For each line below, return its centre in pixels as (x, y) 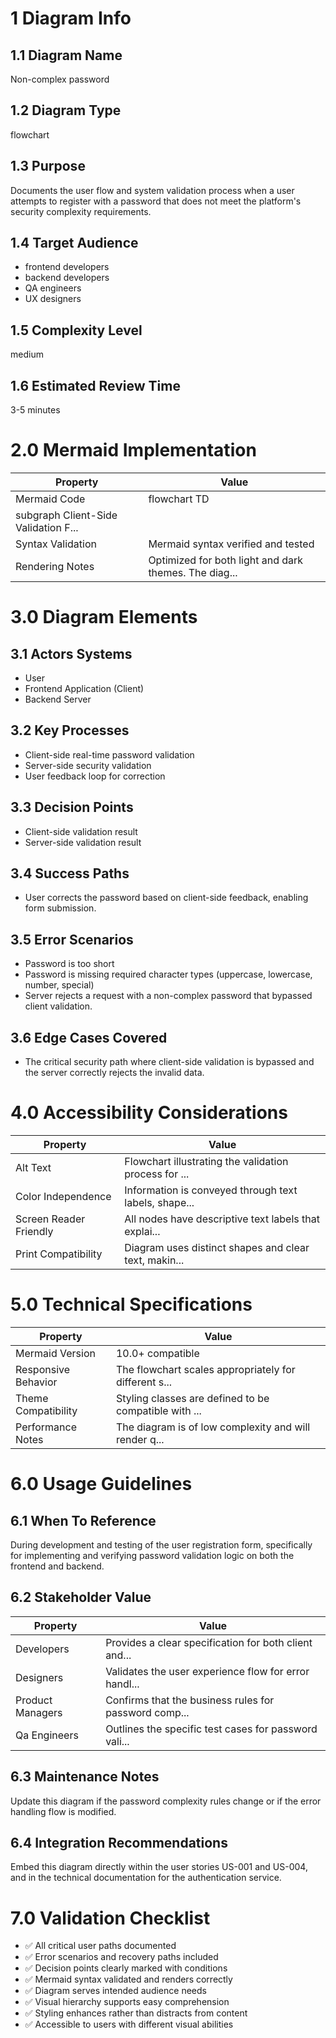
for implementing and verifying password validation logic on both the (152, 1555)
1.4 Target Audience (74, 243)
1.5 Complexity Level (76, 330)
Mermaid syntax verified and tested (231, 544)
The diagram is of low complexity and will (213, 1427)
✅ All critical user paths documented (100, 1946)
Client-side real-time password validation (109, 754)
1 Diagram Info (71, 18)
